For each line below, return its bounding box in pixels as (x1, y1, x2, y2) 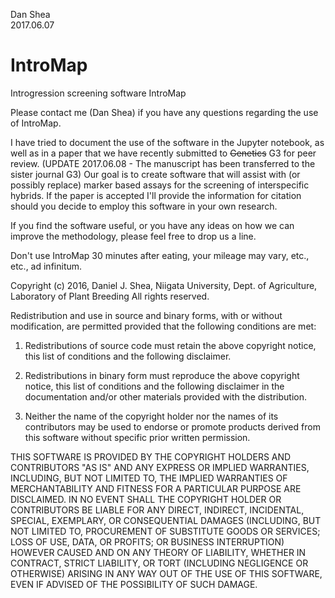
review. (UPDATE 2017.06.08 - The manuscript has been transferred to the (10, 157, 316, 169)
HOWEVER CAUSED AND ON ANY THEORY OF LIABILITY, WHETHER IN (10, 546, 307, 558)
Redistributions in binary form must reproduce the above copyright (24, 369, 300, 381)
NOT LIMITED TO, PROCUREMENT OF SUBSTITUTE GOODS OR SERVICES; (10, 525, 321, 537)
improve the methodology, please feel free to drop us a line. (10, 230, 257, 242)
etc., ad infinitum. (10, 260, 83, 272)
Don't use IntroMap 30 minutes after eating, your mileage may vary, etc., (10, 249, 310, 261)
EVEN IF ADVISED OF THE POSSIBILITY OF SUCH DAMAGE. (10, 578, 258, 590)
